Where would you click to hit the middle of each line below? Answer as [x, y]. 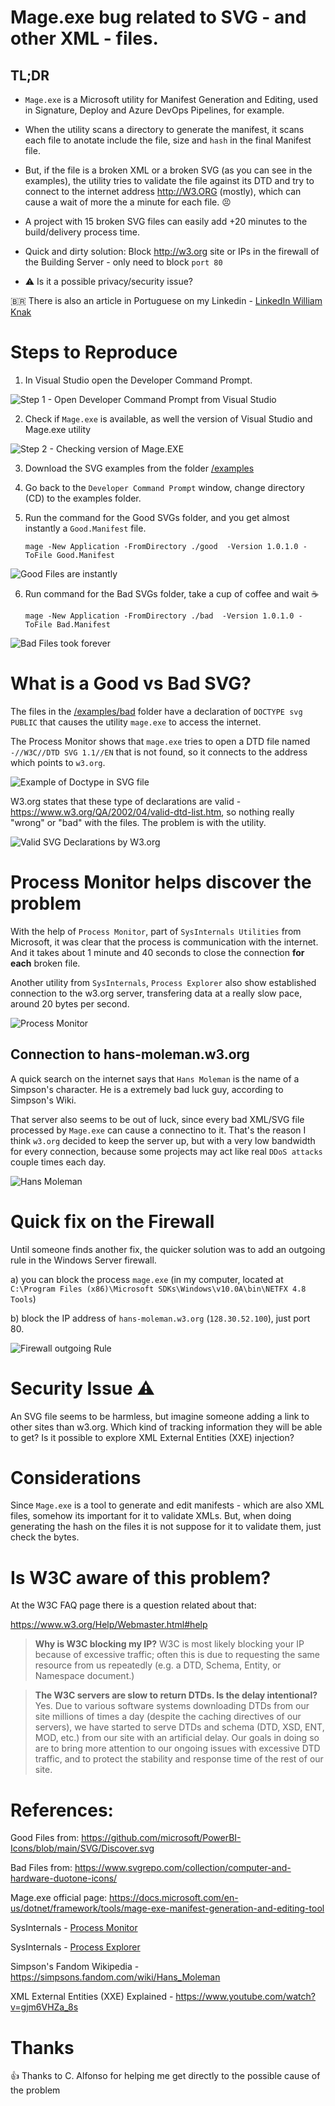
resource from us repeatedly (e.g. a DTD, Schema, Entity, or [158, 1665]
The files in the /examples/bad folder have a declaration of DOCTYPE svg [156, 711]
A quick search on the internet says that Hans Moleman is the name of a [155, 1078]
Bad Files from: [41, 1868]
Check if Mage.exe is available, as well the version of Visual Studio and [168, 418]
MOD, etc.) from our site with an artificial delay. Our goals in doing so [177, 1738]
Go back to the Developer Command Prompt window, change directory [164, 487]
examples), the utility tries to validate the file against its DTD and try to [169, 180]
